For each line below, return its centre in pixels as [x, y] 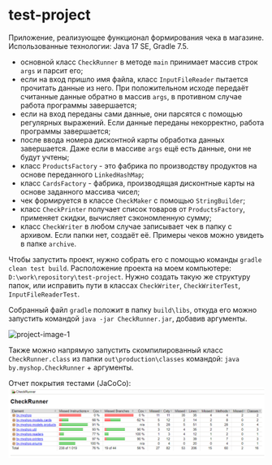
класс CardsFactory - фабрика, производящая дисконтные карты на [138, 183]
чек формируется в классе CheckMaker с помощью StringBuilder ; [133, 200]
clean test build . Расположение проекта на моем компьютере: [120, 268]
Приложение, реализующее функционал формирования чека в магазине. [136, 37]
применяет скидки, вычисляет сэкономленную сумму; [116, 217]
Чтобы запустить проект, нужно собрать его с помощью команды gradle [135, 259]
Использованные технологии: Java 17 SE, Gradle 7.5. [99, 46]
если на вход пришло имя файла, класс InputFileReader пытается [134, 79]
